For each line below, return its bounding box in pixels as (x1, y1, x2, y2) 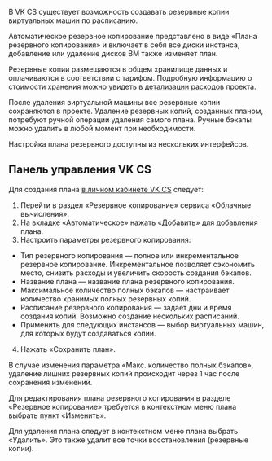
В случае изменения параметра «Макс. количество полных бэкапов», (8, 360, 254, 370)
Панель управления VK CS (8, 163, 152, 177)
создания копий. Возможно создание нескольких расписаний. (20, 311, 240, 321)
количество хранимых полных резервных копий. (20, 293, 191, 304)
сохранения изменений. (8, 377, 93, 387)
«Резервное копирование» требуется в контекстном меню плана (8, 402, 237, 411)
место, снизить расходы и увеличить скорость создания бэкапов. (20, 268, 252, 278)
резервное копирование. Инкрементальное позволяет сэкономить (20, 259, 255, 269)
